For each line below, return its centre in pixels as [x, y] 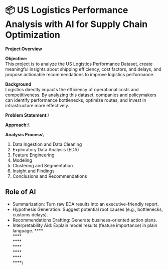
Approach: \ [17, 125]
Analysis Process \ [25, 134]
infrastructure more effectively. [37, 105]
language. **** [28, 230]
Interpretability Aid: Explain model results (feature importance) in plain [85, 225]
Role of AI [21, 192]
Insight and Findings [33, 171]
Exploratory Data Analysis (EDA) [46, 149]
